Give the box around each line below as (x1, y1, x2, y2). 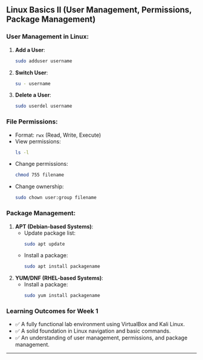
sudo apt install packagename (24, 263, 101, 270)
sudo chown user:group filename (14, 195, 97, 201)
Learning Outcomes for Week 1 (6, 307, 98, 315)
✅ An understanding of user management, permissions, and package (14, 334, 188, 341)
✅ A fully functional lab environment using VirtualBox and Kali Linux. (14, 321, 185, 328)
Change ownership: (14, 183, 65, 190)
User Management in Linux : (6, 33, 89, 41)
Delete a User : (14, 91, 51, 99)
